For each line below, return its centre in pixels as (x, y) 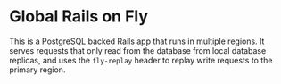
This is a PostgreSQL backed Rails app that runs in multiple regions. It (137, 41)
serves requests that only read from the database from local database (138, 50)
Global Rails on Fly (79, 17)
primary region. (37, 70)
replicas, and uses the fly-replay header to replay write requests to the (141, 60)
